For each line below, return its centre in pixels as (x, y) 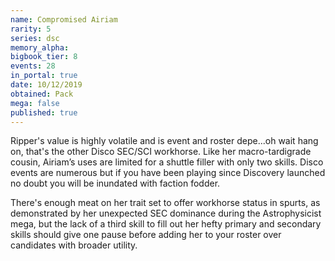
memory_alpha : (40, 47)
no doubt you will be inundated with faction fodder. (115, 183)
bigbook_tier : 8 (44, 57)
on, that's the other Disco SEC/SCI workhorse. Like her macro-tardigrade (161, 152)
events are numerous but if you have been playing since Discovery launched (168, 173)
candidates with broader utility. (74, 245)
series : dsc (35, 38)
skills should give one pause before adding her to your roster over (146, 235)
